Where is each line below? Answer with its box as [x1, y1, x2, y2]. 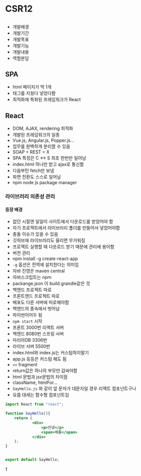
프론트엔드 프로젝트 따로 [12, 293, 60, 299]
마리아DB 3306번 [12, 337, 48, 343]
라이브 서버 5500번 [12, 343, 51, 350]
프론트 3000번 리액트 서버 [12, 325, 64, 331]
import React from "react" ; [5, 402, 64, 407]
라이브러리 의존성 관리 [5, 193, 55, 200]
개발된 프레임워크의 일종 [12, 132, 60, 138]
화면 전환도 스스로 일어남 [12, 174, 61, 180]
